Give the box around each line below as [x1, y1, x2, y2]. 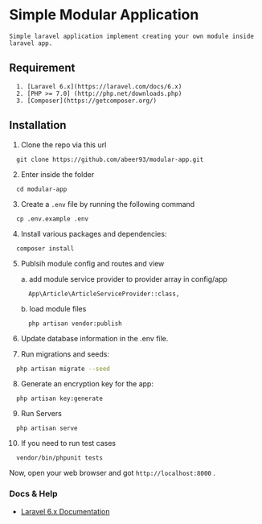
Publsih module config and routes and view [20, 258, 165, 268]
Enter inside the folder [20, 169, 95, 179]
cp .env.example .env [16, 215, 89, 223]
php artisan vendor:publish [28, 320, 123, 328]
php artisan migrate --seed [16, 365, 111, 373]
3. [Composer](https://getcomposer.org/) [16, 97, 158, 105]
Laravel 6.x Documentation [20, 506, 111, 516]
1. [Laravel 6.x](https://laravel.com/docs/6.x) [16, 82, 182, 90]
